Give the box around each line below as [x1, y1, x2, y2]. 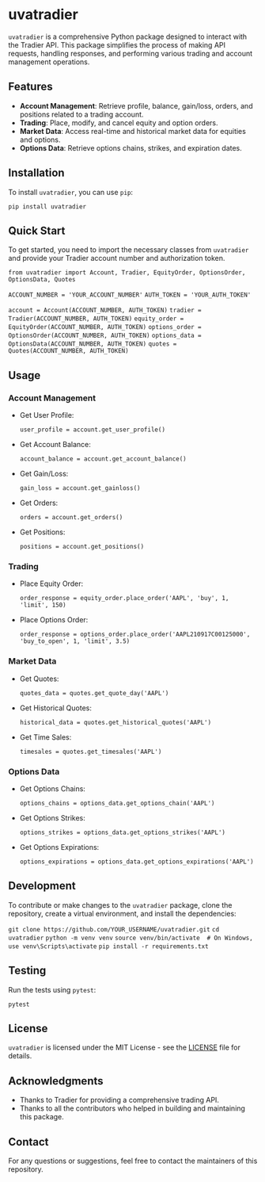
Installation [8, 166, 65, 180]
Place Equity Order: [19, 579, 84, 588]
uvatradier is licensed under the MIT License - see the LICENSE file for [8, 1042, 241, 1052]
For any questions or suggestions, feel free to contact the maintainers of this [8, 1156, 258, 1166]
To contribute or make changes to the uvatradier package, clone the [8, 900, 233, 909]
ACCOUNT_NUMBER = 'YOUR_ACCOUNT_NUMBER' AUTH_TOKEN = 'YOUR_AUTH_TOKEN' [8, 291, 252, 299]
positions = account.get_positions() [19, 543, 145, 551]
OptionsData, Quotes [8, 276, 77, 284]
